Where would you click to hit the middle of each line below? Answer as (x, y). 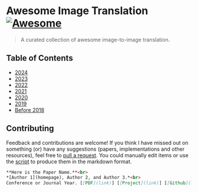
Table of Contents (40, 58)
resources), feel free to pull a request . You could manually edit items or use (97, 155)
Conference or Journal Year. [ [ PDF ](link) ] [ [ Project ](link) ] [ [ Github (96, 183)
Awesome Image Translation (77, 11)
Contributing (30, 129)
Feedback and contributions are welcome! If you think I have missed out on (97, 143)
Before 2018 (29, 110)
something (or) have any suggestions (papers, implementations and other (95, 149)
